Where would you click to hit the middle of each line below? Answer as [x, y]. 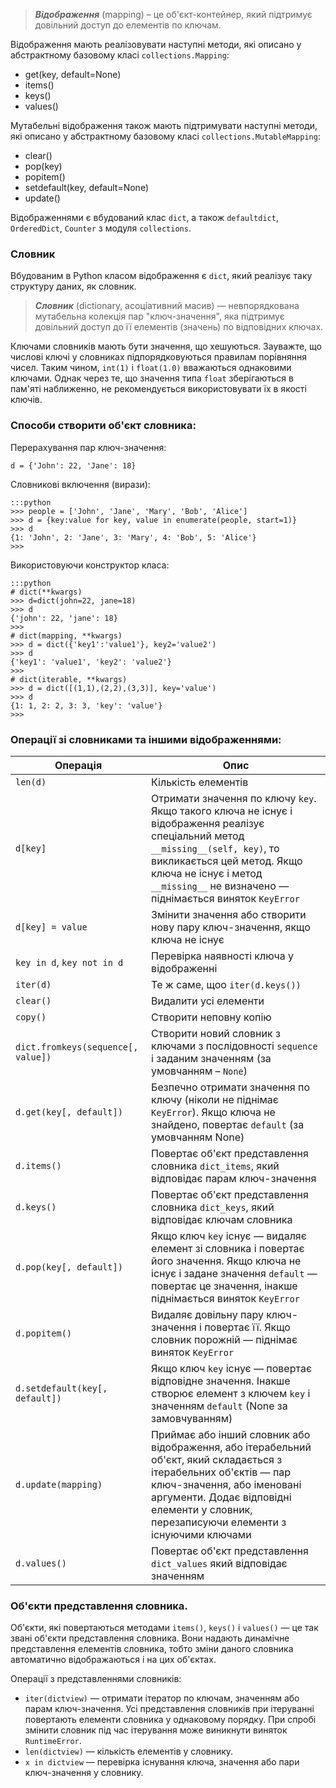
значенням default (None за [219, 1406]
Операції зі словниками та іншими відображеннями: [146, 739]
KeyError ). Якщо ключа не [213, 1112]
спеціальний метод [198, 836]
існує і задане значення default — [234, 1273]
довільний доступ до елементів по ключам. [128, 25]
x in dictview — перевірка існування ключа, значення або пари [162, 1762]
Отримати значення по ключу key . [234, 798]
